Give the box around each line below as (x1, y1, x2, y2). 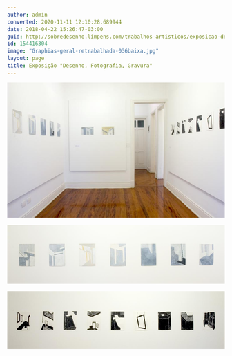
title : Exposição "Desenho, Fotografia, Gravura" (7, 62, 153, 69)
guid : (7, 33, 23, 40)
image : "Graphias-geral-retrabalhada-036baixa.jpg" (7, 48, 159, 55)
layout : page (7, 55, 45, 62)
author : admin (7, 11, 48, 18)
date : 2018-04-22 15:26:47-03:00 (7, 26, 104, 32)
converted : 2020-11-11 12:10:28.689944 (7, 18, 122, 26)
